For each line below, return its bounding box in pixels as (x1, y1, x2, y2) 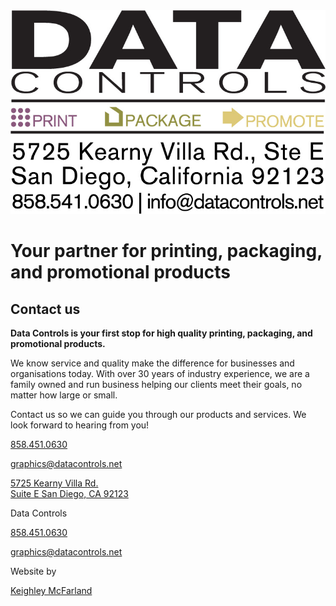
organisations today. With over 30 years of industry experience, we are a (10, 367, 310, 379)
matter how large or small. (10, 389, 118, 401)
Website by (10, 565, 57, 577)
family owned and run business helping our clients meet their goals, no (10, 378, 303, 390)
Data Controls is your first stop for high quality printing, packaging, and (10, 327, 313, 339)
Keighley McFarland (10, 584, 93, 596)
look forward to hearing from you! (10, 419, 150, 431)
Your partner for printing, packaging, (10, 240, 323, 263)
